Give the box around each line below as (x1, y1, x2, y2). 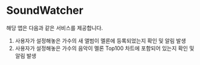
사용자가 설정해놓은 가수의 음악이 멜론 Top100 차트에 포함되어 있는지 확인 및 (15, 45, 195, 52)
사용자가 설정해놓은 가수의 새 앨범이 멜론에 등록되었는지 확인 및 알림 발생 (15, 37, 186, 44)
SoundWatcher (6, 4, 83, 17)
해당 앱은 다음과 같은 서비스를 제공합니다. (6, 24, 103, 31)
